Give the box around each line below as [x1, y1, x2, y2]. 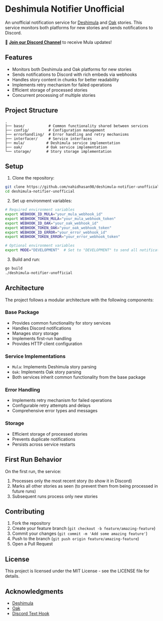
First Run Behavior [5, 456, 62, 464]
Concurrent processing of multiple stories [12, 92, 96, 98]
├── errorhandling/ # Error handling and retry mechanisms [5, 132, 130, 137]
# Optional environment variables [5, 243, 75, 248]
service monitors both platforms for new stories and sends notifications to [5, 24, 153, 30]
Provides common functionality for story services [12, 320, 111, 326]
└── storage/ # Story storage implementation [5, 149, 112, 154]
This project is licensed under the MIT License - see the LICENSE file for [5, 568, 149, 574]
